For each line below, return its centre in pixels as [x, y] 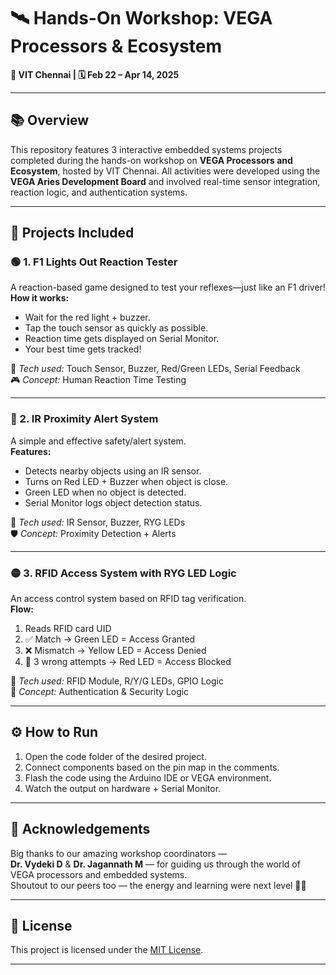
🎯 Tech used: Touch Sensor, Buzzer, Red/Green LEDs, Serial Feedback [155, 369]
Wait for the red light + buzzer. [87, 317]
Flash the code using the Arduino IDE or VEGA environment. [148, 777]
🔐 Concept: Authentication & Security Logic [100, 692]
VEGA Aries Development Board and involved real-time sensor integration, [165, 181]
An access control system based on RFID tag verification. [128, 599]
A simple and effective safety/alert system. [98, 441]
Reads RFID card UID [68, 629]
